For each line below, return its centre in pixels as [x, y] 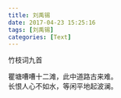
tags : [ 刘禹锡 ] [31, 30]
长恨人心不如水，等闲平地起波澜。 [63, 86]
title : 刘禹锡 [29, 15]
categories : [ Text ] [40, 37]
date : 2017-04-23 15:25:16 [52, 23]
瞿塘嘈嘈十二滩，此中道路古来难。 [63, 77]
